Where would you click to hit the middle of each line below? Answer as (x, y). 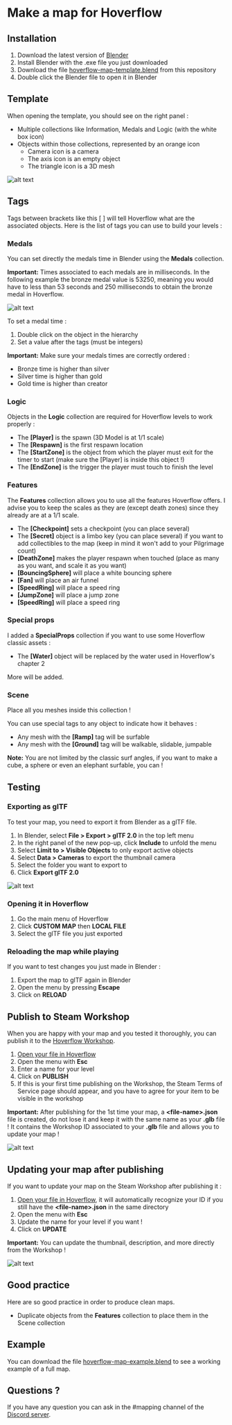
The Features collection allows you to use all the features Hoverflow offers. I (116, 500)
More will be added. (36, 677)
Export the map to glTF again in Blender (74, 980)
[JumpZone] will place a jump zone (68, 594)
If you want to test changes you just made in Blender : (84, 967)
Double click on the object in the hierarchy (78, 334)
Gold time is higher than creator (62, 383)
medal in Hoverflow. (36, 294)
